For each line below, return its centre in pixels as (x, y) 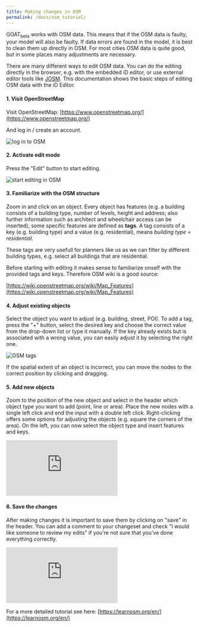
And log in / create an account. (44, 130)
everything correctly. (32, 539)
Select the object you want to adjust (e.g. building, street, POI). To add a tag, (99, 319)
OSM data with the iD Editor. (41, 85)
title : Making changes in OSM (44, 12)
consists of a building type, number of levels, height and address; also (92, 213)
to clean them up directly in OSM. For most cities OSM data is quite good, (96, 48)
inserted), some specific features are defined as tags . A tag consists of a (96, 225)
